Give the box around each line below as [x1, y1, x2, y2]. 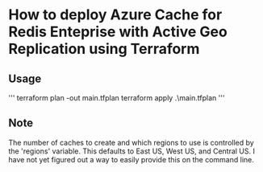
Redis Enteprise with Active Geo [8, 23, 228, 41]
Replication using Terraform [8, 40, 200, 58]
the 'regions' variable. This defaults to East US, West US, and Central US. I [8, 146, 256, 156]
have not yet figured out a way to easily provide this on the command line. [8, 154, 254, 164]
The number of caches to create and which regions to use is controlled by [8, 137, 254, 147]
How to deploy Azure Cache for [8, 6, 223, 24]
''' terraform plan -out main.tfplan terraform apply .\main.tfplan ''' [8, 93, 225, 102]
